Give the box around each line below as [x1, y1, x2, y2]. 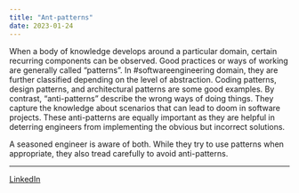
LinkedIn [9, 173, 41, 184]
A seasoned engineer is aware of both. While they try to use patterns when [9, 139, 285, 149]
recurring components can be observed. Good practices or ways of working [9, 55, 289, 66]
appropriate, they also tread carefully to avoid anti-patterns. [9, 148, 229, 158]
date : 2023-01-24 [9, 21, 74, 30]
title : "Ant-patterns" [9, 12, 93, 22]
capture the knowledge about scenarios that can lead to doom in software [9, 102, 280, 113]
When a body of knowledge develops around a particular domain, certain [9, 45, 278, 56]
